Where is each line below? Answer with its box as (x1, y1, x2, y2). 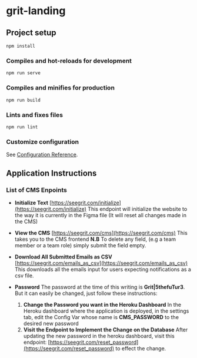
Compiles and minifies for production (6, 84, 115, 92)
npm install (6, 43, 35, 49)
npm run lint (6, 124, 38, 130)
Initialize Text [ (14, 199, 52, 206)
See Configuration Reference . (6, 151, 78, 158)
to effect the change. (115, 344, 166, 352)
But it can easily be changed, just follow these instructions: (14, 290, 158, 297)
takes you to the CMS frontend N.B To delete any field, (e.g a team (14, 236, 176, 243)
